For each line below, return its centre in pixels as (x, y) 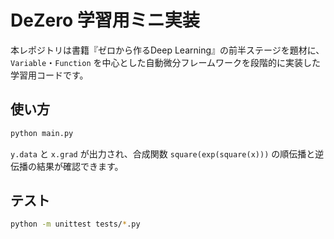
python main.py (42, 133)
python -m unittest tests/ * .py (75, 224)
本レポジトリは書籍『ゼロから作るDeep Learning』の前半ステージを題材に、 (167, 50)
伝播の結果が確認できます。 (67, 166)
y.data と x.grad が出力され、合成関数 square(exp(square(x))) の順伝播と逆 (167, 153)
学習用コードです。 (49, 75)
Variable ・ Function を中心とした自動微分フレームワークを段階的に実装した (166, 62)
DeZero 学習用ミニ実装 (105, 20)
